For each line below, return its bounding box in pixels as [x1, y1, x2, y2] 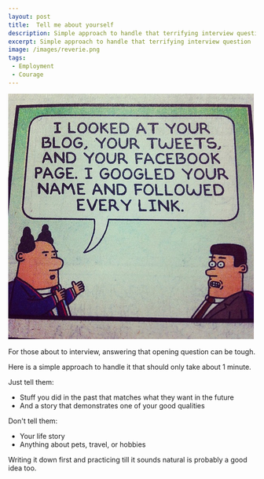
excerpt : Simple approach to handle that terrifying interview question [8, 38, 251, 46]
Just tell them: [8, 377, 54, 386]
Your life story [19, 431, 65, 441]
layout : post [8, 13, 51, 20]
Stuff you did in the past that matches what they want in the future [19, 393, 234, 402]
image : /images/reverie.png [8, 46, 101, 54]
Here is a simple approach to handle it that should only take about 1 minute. [8, 362, 251, 371]
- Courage [11, 71, 44, 79]
